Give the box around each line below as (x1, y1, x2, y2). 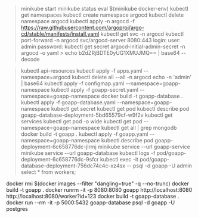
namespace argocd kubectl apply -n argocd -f (20, 18, 135, 24)
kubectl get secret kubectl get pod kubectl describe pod (51, 105, 190, 112)
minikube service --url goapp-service (97, 143, 191, 150)
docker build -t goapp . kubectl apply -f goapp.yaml (20, 130, 148, 138)
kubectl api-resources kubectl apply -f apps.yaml (20, 67, 143, 74)
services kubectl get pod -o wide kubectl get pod (20, 118, 143, 124)
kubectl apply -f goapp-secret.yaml (51, 86, 139, 93)
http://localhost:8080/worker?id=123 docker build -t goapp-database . (6, 193, 180, 200)
